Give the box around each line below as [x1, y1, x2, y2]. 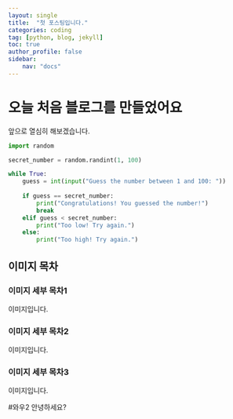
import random [8, 142, 55, 150]
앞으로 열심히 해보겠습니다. [8, 126, 90, 136]
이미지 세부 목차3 [8, 366, 69, 377]
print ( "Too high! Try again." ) [36, 236, 139, 244]
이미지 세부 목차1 [8, 285, 68, 296]
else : [22, 228, 41, 236]
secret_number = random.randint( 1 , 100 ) [8, 156, 143, 164]
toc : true [8, 41, 41, 49]
